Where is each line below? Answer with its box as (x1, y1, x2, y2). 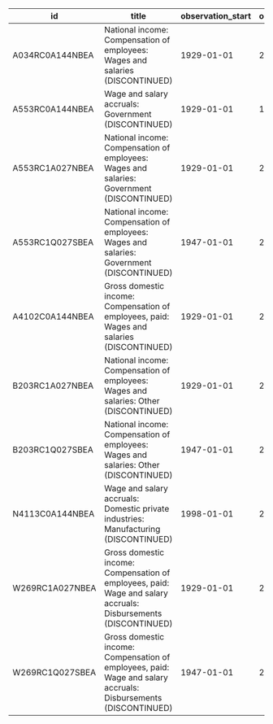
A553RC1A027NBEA (12, 163, 94, 173)
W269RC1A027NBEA (12, 582, 97, 593)
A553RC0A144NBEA (12, 103, 94, 115)
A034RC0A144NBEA (12, 50, 94, 60)
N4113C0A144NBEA (12, 508, 95, 519)
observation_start (180, 11, 252, 21)
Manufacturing (104, 524, 161, 534)
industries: (104, 513, 145, 524)
